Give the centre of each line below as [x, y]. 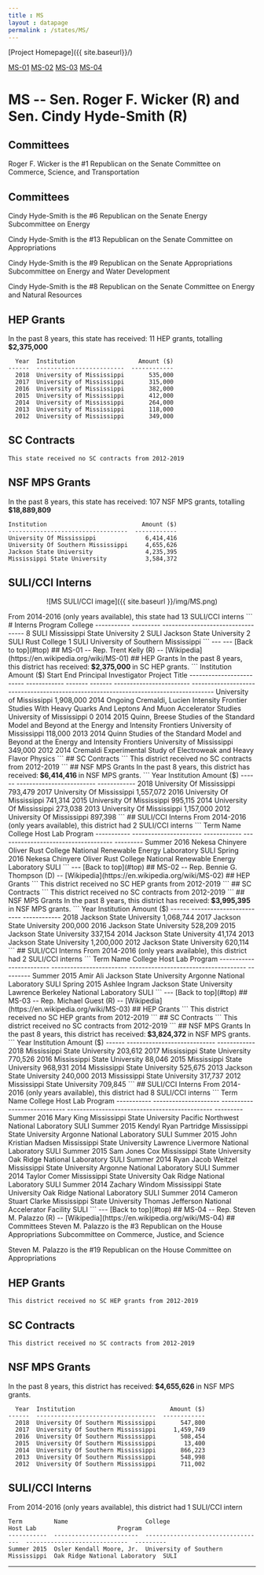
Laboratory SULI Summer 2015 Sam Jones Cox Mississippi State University [130, 1151]
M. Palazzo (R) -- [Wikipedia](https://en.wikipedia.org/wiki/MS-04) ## [122, 1218]
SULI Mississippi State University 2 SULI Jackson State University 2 [141, 633]
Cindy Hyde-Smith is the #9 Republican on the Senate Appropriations [121, 263]
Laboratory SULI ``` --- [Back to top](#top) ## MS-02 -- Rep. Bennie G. [123, 867]
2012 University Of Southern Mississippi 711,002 [110, 1464]
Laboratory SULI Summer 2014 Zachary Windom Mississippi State [115, 1184]
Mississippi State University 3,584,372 [93, 559]
